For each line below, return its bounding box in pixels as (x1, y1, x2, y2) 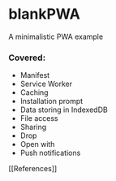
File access (19, 114, 58, 123)
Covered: (8, 52, 46, 63)
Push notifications (19, 148, 81, 158)
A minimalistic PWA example (8, 32, 104, 41)
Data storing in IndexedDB (19, 105, 108, 114)
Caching (19, 88, 49, 97)
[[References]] (8, 164, 58, 174)
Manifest (19, 71, 50, 80)
